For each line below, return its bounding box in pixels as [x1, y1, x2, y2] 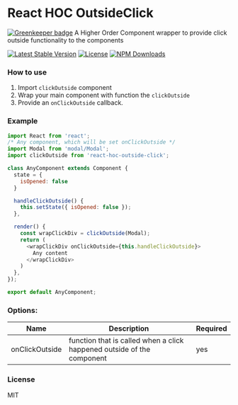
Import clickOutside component [17, 84, 112, 92]
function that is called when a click [68, 336, 184, 346]
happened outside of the [68, 345, 151, 355]
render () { [13, 223, 46, 231]
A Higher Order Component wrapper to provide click [74, 28, 227, 37]
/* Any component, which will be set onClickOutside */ [7, 139, 176, 146]
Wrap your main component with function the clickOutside [17, 91, 190, 100]
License [7, 375, 35, 384]
